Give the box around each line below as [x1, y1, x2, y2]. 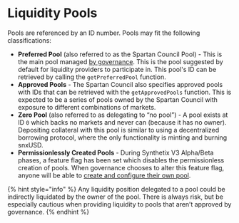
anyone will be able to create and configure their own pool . [17, 171, 191, 180]
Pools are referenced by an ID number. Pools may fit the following [7, 28, 200, 37]
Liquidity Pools [7, 5, 98, 21]
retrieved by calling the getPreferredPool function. [17, 73, 166, 81]
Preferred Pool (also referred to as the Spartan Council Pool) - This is [17, 50, 223, 58]
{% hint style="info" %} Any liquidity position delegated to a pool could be [7, 185, 226, 193]
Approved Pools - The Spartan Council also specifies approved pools [17, 80, 223, 88]
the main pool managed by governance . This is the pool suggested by [17, 57, 223, 66]
